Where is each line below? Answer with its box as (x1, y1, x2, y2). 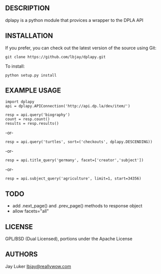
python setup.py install (5, 73, 57, 78)
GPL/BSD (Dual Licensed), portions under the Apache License (5, 236, 133, 242)
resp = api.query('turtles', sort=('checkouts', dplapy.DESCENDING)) (5, 139, 153, 145)
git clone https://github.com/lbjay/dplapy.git (5, 54, 106, 59)
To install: (5, 63, 25, 69)
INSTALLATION (5, 32, 53, 40)
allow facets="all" (12, 208, 49, 214)
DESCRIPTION (5, 4, 50, 12)
